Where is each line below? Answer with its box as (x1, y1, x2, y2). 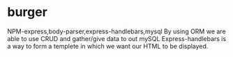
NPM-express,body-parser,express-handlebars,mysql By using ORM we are (7, 27, 226, 35)
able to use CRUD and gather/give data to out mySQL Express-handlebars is (7, 34, 227, 42)
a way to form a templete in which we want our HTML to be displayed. (7, 42, 209, 50)
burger (7, 4, 47, 20)
